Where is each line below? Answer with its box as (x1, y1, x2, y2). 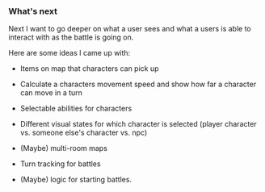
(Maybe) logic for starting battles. (19, 175, 132, 185)
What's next (8, 6, 58, 17)
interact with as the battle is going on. (8, 32, 134, 42)
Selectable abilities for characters (19, 103, 132, 114)
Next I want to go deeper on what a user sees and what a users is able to (8, 24, 252, 34)
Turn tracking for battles (19, 159, 101, 169)
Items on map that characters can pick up (19, 64, 159, 73)
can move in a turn (19, 88, 83, 98)
